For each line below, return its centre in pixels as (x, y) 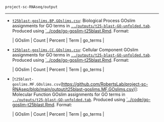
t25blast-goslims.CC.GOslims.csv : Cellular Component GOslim (75, 50)
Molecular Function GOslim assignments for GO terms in (69, 94)
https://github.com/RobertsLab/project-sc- (105, 84)
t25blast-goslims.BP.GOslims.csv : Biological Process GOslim (74, 20)
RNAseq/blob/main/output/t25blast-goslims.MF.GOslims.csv (73, 89)
